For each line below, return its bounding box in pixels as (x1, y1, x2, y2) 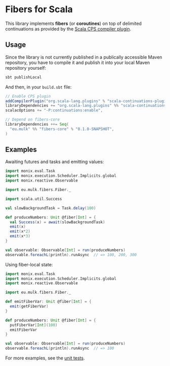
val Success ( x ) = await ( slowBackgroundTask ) (10, 220, 105, 225)
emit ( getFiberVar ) (10, 304, 49, 309)
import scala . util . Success (5, 196, 62, 201)
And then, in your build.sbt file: (5, 84, 72, 90)
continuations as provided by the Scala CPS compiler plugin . (5, 25, 132, 32)
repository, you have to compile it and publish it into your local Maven (5, 59, 150, 66)
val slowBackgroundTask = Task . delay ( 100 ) (5, 205, 96, 210)
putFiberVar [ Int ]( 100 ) (10, 322, 58, 327)
